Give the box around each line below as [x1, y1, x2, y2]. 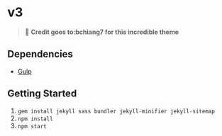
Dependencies [7, 48, 73, 60]
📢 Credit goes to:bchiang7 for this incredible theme [24, 28, 179, 36]
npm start [17, 123, 48, 130]
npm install [17, 115, 53, 123]
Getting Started [7, 88, 77, 100]
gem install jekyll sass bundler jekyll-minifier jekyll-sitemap [17, 108, 215, 115]
